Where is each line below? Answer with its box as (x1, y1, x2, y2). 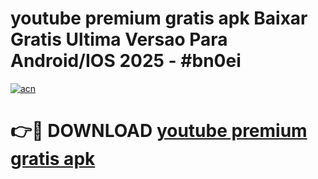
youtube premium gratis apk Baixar (10, 7, 308, 30)
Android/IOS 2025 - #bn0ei (10, 50, 242, 72)
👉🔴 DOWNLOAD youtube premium (10, 120, 308, 142)
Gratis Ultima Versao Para (10, 28, 228, 51)
